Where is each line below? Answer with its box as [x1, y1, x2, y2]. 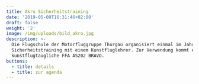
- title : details [11, 63, 54, 70]
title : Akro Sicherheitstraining [6, 8, 89, 15]
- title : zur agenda [11, 69, 62, 75]
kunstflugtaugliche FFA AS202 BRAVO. [11, 53, 105, 59]
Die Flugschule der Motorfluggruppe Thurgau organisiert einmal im [11, 42, 182, 48]
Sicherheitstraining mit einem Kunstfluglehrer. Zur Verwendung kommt [11, 47, 190, 53]
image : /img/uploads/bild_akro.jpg [6, 31, 94, 37]
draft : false [6, 20, 38, 25]
